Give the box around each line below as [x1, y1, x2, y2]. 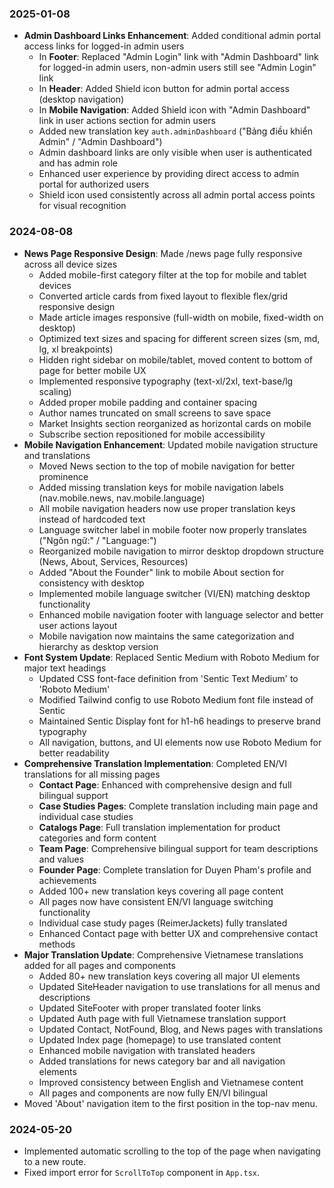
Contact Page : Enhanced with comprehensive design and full [38, 778, 292, 791]
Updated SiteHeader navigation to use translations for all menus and [38, 980, 321, 992]
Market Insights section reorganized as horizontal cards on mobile [38, 417, 312, 429]
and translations [23, 449, 91, 461]
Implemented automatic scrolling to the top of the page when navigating [23, 1145, 321, 1157]
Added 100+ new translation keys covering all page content [38, 885, 284, 897]
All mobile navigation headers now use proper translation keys [38, 502, 296, 514]
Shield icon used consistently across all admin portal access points [38, 189, 316, 201]
